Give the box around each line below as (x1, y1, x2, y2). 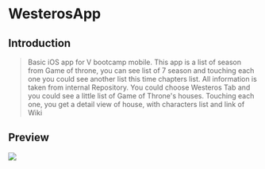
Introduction (8, 36, 71, 50)
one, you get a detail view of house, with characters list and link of (27, 100, 245, 109)
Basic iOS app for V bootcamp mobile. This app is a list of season (27, 57, 242, 67)
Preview (8, 131, 50, 144)
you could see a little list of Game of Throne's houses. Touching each (27, 91, 255, 100)
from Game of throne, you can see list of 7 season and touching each (27, 66, 255, 75)
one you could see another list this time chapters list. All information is (27, 75, 258, 83)
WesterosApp (8, 5, 102, 23)
